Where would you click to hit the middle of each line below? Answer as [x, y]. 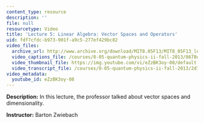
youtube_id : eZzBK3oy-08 [43, 79]
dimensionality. [25, 103]
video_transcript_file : [42, 68]
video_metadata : [27, 74]
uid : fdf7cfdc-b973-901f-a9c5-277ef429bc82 [62, 40]
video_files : [23, 46]
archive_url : [28, 52]
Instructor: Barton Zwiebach [42, 115]
